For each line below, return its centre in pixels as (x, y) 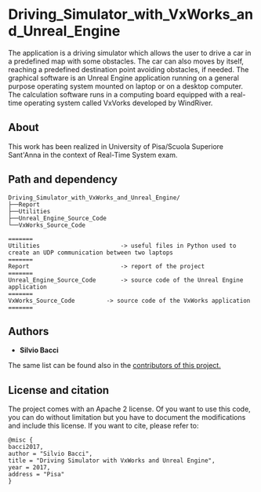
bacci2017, (26, 447)
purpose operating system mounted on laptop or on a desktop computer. (126, 86)
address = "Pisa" (36, 475)
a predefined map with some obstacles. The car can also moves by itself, (126, 61)
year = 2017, (29, 468)
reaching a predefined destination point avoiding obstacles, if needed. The (129, 69)
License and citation (59, 390)
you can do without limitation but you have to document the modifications (127, 417)
